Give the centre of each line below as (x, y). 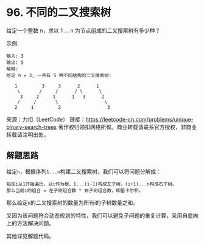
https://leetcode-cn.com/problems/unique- (139, 119)
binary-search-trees (31, 127)
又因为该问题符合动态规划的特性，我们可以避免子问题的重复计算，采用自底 (100, 215)
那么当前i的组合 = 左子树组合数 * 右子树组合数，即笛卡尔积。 (75, 190)
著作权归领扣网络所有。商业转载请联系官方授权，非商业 (127, 127)
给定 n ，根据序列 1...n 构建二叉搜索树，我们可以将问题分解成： (84, 171)
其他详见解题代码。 (30, 236)
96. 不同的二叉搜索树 (59, 12)
